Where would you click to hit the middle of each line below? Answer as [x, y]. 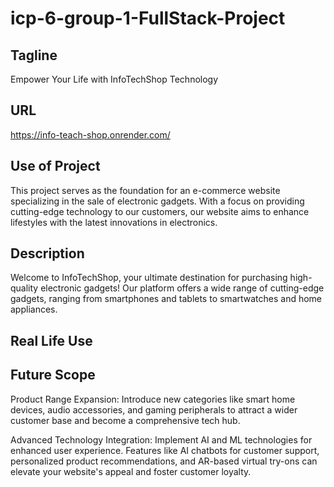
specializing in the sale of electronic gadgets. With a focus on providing [157, 201]
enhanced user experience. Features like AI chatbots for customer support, [165, 450]
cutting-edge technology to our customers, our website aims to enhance [160, 211]
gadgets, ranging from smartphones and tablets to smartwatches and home [166, 299]
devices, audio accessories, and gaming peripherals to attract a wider [154, 409]
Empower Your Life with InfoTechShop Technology [114, 79]
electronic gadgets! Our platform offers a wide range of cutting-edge [182, 288]
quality [24, 288]
